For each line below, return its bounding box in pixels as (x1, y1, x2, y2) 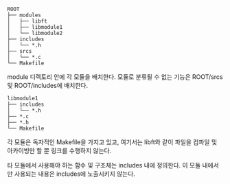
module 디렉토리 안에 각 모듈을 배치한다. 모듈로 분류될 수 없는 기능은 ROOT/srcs (7, 73, 223, 81)
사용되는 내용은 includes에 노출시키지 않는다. (14, 170, 136, 178)
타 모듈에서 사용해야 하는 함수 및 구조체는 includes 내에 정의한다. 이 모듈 (7, 161, 201, 169)
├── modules (7, 12, 41, 19)
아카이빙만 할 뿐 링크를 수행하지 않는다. (7, 147, 112, 154)
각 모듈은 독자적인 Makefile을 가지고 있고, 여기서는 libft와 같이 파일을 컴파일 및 (7, 138, 218, 146)
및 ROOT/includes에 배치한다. (7, 82, 89, 89)
